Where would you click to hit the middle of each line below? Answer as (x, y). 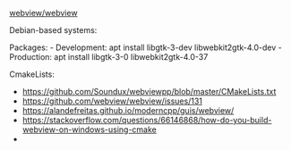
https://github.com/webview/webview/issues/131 (112, 101)
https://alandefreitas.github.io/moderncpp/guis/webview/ (128, 110)
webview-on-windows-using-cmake (89, 129)
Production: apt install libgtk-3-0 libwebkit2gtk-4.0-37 (109, 57)
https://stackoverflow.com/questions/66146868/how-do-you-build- (147, 120)
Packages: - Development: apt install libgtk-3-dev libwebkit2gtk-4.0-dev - (145, 47)
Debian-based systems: (53, 30)
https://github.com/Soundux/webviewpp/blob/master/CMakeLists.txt (149, 92)
